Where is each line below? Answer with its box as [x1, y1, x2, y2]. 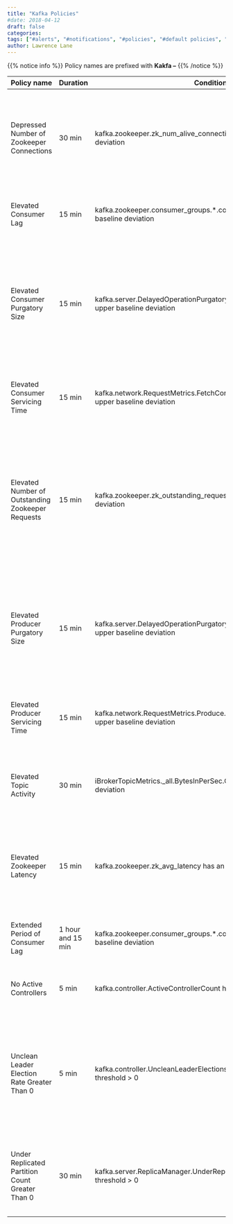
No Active [10, 980, 43, 989]
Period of [10, 929, 41, 938]
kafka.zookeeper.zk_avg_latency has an [94, 862, 225, 871]
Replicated [10, 1158, 46, 1167]
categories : [7, 29, 42, 37]
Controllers [10, 988, 47, 997]
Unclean [10, 1051, 38, 1061]
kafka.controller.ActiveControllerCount [94, 984, 221, 993]
